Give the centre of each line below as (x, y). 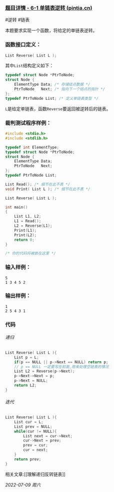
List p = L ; (26, 357)
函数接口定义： (23, 45)
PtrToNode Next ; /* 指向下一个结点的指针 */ (60, 89)
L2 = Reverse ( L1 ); (33, 226)
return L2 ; (25, 385)
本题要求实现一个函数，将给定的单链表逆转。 (51, 31)
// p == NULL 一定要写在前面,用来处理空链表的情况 (61, 367)
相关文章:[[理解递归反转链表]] (35, 474)
